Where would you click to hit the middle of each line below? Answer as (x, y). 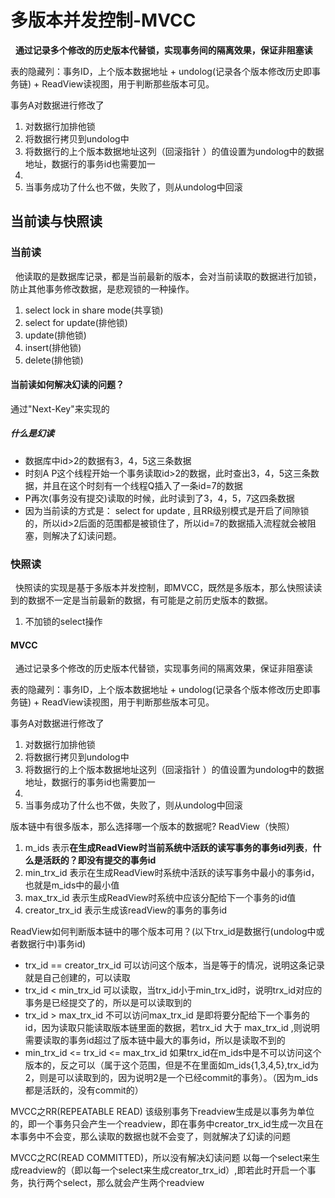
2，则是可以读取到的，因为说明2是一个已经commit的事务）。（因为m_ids (171, 1078)
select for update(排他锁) (76, 322)
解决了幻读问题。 (86, 535)
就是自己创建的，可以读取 (77, 978)
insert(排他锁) (53, 347)
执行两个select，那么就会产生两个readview (116, 1183)
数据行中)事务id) (52, 944)
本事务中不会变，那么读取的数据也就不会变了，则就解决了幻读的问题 (150, 1137)
